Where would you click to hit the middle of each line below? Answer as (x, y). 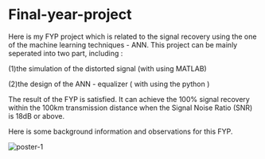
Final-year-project (70, 15)
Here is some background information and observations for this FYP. (121, 131)
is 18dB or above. (37, 115)
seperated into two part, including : (66, 53)
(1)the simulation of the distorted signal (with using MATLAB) (107, 68)
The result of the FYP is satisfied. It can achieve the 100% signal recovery (129, 99)
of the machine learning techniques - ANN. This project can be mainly (123, 44)
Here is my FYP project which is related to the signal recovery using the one (132, 36)
